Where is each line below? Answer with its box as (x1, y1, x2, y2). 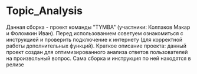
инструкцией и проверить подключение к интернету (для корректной (6, 36, 183, 43)
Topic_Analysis (6, 4, 83, 18)
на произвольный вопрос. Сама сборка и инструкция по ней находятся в (6, 55, 191, 62)
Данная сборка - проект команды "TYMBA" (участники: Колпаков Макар (6, 23, 191, 31)
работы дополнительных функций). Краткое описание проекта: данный (6, 42, 187, 49)
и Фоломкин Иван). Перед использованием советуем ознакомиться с (6, 29, 184, 36)
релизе (6, 60, 25, 68)
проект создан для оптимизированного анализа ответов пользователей (6, 48, 188, 55)
